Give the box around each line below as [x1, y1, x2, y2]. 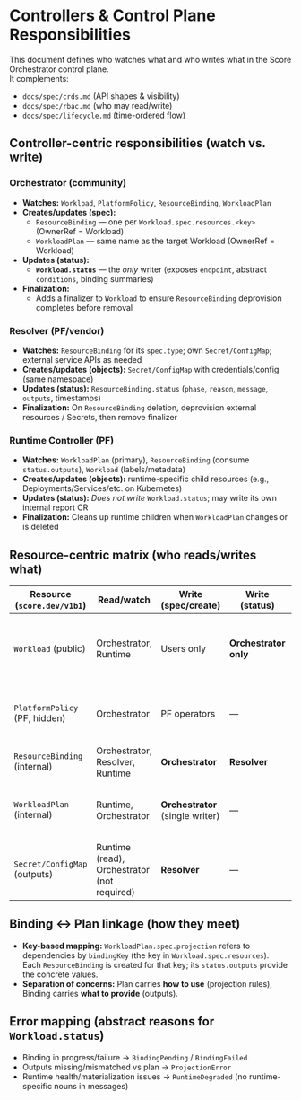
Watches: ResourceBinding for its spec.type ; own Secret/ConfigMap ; [21, 345, 272, 356]
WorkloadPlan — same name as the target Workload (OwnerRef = [35, 235, 275, 246]
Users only [160, 643, 206, 656]
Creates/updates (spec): [21, 207, 116, 217]
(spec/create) [160, 599, 221, 612]
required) [95, 886, 136, 899]
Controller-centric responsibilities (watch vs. [9, 136, 266, 151]
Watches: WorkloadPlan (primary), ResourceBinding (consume [21, 454, 250, 465]
